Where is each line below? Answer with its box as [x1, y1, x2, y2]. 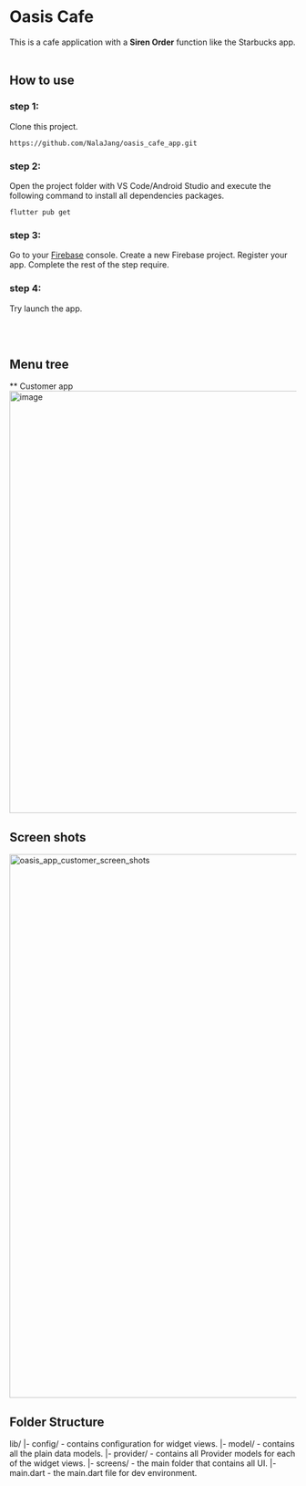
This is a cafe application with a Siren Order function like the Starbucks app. [9, 37, 296, 47]
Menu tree [9, 356, 69, 371]
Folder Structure [9, 1414, 105, 1429]
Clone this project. [9, 120, 79, 131]
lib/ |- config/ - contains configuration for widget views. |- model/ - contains [9, 1438, 295, 1449]
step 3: [9, 228, 41, 241]
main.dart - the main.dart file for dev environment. [9, 1467, 198, 1478]
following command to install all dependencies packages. [9, 190, 225, 201]
